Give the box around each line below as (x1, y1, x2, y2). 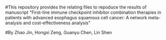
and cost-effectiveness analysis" (23, 20, 91, 26)
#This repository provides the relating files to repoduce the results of (5, 4, 147, 10)
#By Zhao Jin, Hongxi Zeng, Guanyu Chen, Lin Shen (5, 30, 112, 35)
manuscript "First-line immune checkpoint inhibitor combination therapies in (5, 9, 162, 15)
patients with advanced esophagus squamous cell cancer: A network (5, 15, 147, 20)
